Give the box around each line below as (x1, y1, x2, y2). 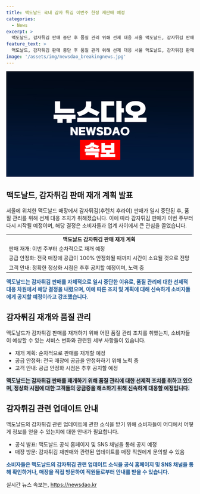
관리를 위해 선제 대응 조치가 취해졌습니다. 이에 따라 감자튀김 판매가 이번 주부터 (12, 215, 193, 222)
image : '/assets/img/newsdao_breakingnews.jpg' (6, 54, 127, 60)
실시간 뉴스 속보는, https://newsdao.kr (6, 481, 97, 488)
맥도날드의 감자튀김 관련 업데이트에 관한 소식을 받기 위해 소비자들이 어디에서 (6, 421, 183, 428)
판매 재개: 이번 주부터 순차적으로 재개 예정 (8, 245, 105, 252)
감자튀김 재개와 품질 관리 (6, 312, 91, 322)
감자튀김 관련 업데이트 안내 (6, 403, 98, 414)
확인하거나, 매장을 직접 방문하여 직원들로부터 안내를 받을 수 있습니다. (12, 468, 170, 476)
